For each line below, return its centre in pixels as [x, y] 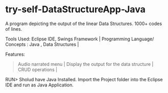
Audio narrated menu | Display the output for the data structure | [86, 64]
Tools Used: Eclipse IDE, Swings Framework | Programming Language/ [80, 39]
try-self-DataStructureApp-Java [75, 9]
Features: [15, 54]
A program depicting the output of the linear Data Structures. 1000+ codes [84, 24]
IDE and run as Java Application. [40, 85]
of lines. [14, 29]
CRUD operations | [38, 69]
